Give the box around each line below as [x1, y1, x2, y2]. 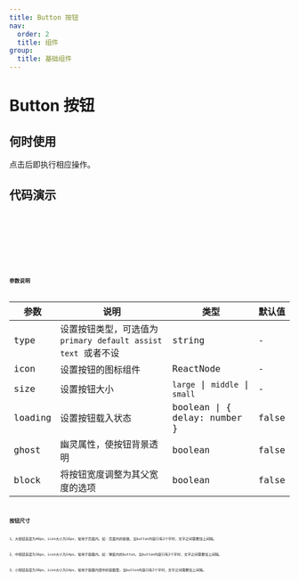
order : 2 [17, 29, 50, 38]
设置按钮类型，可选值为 [60, 323, 158, 335]
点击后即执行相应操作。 [9, 160, 95, 169]
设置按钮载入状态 [60, 413, 132, 424]
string [172, 334, 205, 346]
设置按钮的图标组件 [60, 364, 141, 375]
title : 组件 [17, 37, 60, 47]
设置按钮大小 [60, 384, 114, 396]
